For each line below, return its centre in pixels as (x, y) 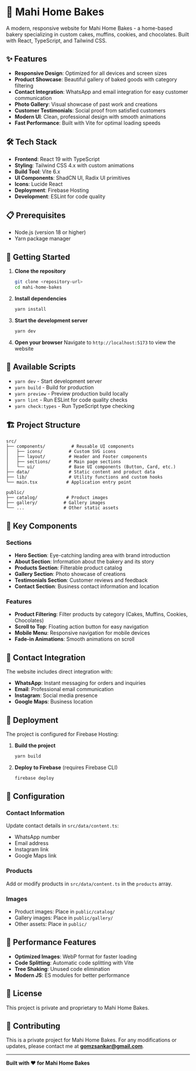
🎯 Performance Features (51, 943)
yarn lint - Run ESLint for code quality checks (71, 400)
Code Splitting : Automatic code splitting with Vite (74, 963)
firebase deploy (34, 778)
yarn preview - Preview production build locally (71, 393)
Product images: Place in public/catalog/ (65, 911)
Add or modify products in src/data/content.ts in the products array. (89, 884)
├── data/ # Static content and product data (81, 472)
